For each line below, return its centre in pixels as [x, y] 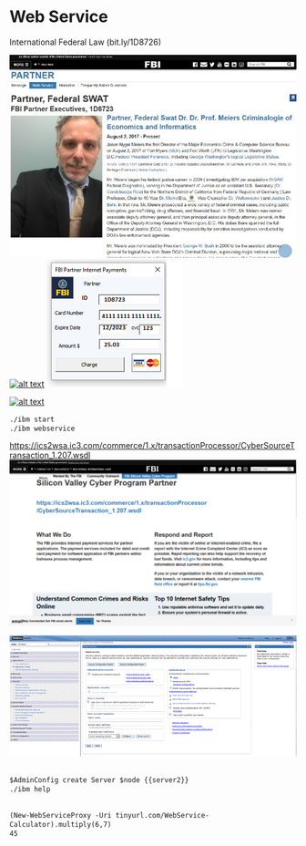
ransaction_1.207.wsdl [50, 455]
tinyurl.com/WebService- [162, 815]
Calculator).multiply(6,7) [61, 824]
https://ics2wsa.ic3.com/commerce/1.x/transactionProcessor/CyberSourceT [153, 446]
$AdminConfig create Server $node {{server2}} [99, 780]
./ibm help [30, 789]
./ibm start [32, 420]
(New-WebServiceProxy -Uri [61, 815]
